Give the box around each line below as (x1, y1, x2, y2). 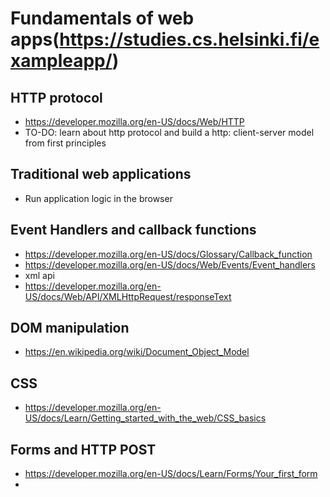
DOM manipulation (10, 320, 130, 337)
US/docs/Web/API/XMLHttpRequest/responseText (24, 290, 232, 302)
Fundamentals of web (10, 7, 195, 30)
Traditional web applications (10, 166, 192, 183)
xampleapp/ (10, 50, 113, 72)
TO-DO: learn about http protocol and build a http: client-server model (24, 127, 315, 138)
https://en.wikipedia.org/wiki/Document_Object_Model (24, 346, 250, 358)
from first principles (24, 137, 107, 149)
